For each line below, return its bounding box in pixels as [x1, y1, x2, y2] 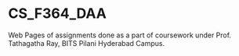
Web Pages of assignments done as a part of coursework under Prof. [8, 30, 232, 40]
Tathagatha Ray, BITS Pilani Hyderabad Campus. [8, 38, 165, 47]
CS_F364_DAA [8, 5, 107, 23]
